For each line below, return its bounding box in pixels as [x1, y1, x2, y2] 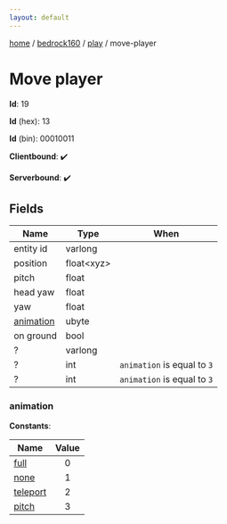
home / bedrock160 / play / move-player [9, 37, 158, 48]
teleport [13, 486, 47, 498]
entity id [13, 243, 48, 255]
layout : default [9, 12, 69, 22]
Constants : [9, 420, 52, 431]
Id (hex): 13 [9, 115, 51, 126]
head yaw [13, 287, 55, 299]
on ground [13, 329, 58, 342]
